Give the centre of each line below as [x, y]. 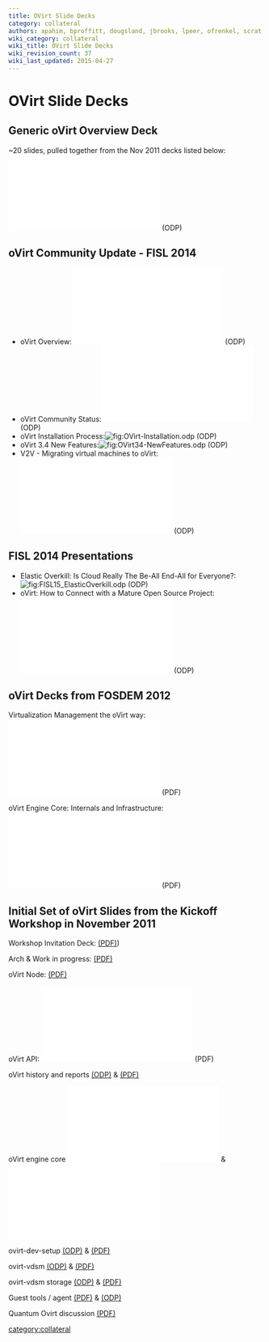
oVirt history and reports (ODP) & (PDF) [74, 1075]
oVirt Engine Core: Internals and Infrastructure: [86, 808]
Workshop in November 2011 [82, 924]
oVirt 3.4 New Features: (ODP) [124, 444]
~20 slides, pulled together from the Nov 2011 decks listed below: [117, 150]
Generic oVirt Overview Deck [83, 131]
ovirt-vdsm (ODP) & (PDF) [51, 1267]
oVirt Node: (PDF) [38, 975]
